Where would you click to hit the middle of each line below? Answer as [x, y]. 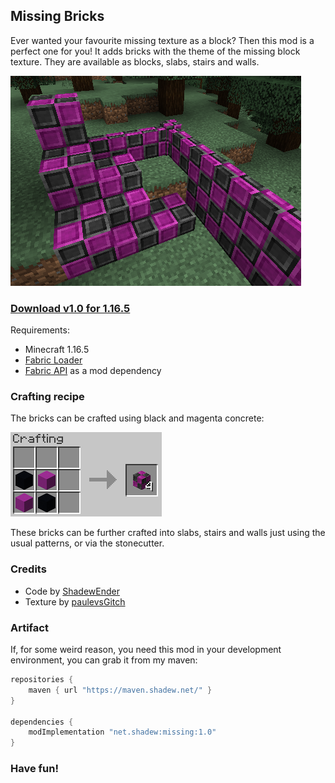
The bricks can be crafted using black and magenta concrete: [137, 418]
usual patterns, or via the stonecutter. [87, 543]
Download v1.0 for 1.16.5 [70, 308]
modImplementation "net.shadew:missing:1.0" [122, 732]
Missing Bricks [57, 16]
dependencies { [42, 722]
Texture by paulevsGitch [75, 601]
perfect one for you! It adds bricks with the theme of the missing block [155, 51]
